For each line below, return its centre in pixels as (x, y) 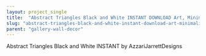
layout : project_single (37, 12)
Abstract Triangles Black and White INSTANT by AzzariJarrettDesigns (94, 46)
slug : (13, 23)
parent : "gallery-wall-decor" (45, 29)
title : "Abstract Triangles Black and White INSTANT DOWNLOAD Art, (96, 18)
